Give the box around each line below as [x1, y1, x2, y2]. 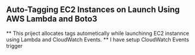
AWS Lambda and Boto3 [6, 14, 98, 24]
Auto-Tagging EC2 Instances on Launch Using [6, 5, 180, 15]
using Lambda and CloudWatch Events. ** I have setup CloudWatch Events [6, 35, 190, 43]
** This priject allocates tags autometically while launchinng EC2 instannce [6, 30, 190, 37]
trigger [6, 42, 23, 49]
